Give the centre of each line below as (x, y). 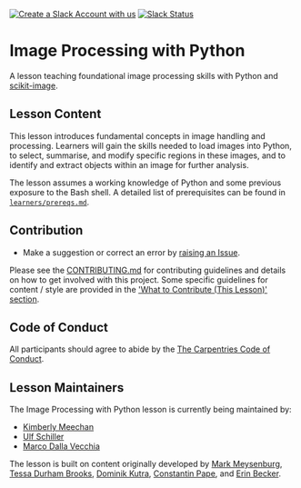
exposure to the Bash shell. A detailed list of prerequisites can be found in (148, 192)
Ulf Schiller (43, 437)
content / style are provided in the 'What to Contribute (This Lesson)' (139, 289)
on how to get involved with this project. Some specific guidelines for (139, 279)
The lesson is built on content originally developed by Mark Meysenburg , (146, 464)
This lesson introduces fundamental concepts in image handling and (137, 135)
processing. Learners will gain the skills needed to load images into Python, (151, 145)
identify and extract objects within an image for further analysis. (129, 164)
